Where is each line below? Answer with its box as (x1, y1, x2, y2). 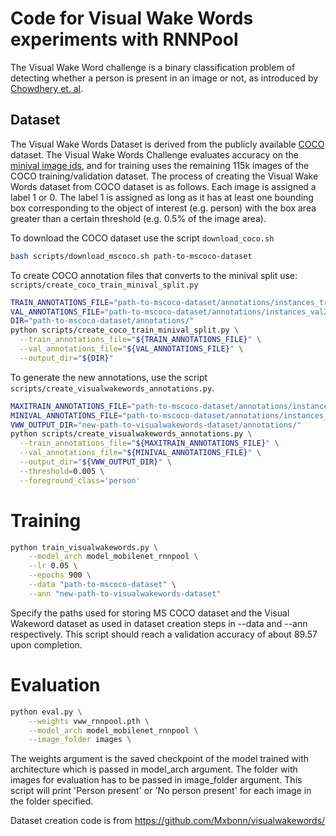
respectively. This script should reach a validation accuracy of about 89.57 (10, 628, 318, 640)
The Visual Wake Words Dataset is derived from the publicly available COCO (10, 138, 325, 150)
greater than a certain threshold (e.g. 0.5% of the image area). (10, 212, 267, 224)
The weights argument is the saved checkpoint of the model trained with (10, 753, 309, 765)
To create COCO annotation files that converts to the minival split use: (10, 269, 298, 281)
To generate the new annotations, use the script (10, 371, 208, 383)
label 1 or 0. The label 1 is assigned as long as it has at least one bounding (10, 191, 314, 203)
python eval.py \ (10, 707, 83, 717)
